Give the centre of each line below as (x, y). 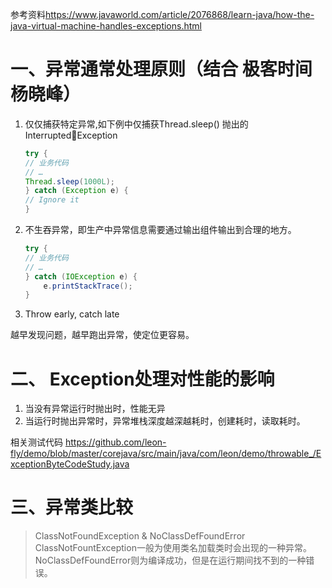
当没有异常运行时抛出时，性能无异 (95, 409)
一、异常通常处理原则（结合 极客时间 (161, 69)
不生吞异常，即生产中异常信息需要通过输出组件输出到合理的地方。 (160, 230)
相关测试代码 (36, 442)
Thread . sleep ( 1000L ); (70, 181)
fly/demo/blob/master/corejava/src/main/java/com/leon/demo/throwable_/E (166, 454)
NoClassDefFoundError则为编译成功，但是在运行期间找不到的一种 (170, 560)
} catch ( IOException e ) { (81, 276)
